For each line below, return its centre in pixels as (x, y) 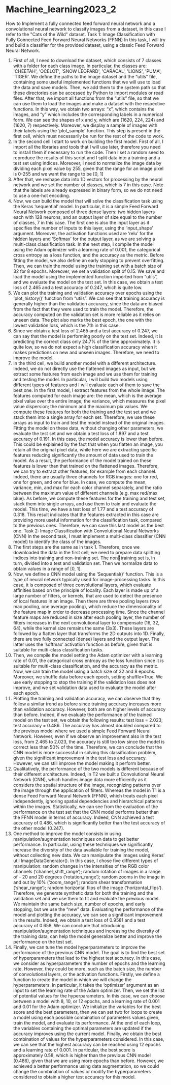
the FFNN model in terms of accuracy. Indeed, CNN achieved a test (83, 817)
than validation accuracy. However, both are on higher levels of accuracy (89, 709)
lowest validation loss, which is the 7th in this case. (66, 325)
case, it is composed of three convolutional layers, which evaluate (82, 585)
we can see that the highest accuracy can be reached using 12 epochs (87, 1044)
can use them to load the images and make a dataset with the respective (89, 103)
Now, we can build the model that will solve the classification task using (88, 201)
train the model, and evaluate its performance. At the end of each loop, (87, 1023)
